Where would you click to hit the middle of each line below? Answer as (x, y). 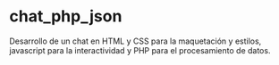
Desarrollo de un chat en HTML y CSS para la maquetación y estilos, (135, 41)
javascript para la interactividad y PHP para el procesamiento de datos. (140, 50)
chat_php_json (66, 16)
